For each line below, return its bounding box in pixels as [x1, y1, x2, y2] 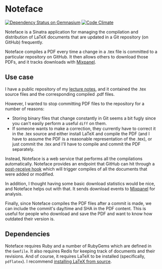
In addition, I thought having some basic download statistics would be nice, [5, 180, 155, 186]
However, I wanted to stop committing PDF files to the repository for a [5, 101, 145, 107]
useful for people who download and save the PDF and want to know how [5, 211, 153, 216]
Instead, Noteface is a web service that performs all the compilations [5, 156, 143, 161]
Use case [5, 73, 34, 81]
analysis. [5, 191, 23, 197]
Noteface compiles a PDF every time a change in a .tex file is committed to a [5, 49, 158, 54]
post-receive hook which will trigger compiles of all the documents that [5, 166, 147, 172]
